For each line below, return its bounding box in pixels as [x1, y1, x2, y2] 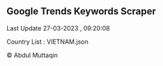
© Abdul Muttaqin [6, 51, 59, 59]
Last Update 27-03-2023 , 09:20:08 [6, 24, 110, 32]
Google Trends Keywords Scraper [6, 6, 156, 17]
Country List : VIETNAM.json [6, 38, 88, 46]
